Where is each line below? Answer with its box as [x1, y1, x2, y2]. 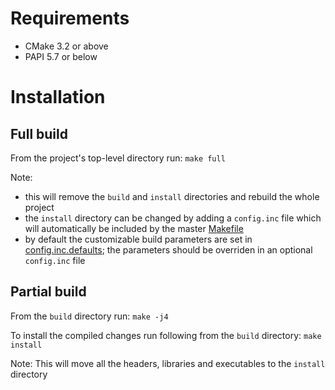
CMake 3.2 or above [24, 40, 109, 52]
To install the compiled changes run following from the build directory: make [10, 329, 322, 341]
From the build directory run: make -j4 [10, 310, 169, 322]
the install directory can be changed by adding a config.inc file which [24, 212, 322, 224]
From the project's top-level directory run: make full [10, 152, 226, 164]
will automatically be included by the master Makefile [24, 222, 244, 234]
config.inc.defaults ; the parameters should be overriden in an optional [24, 243, 313, 256]
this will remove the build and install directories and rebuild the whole [24, 190, 320, 202]
